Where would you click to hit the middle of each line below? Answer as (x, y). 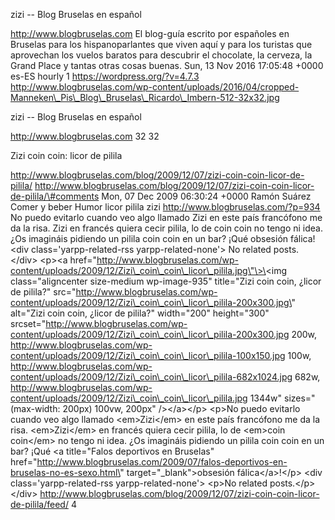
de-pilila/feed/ (39, 504)
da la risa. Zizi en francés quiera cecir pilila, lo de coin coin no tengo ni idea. (167, 228)
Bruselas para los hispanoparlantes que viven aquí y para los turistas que (161, 44)
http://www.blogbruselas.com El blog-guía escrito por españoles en (150, 33)
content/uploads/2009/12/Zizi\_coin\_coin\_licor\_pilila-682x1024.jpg (151, 377)
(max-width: (35, 408)
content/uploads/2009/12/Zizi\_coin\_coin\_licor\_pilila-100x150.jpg (148, 355)
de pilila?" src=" (43, 292)
